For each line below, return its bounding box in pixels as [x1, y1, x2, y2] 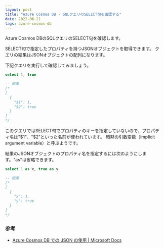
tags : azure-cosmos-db [5, 21, 52, 26]
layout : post [5, 7, 32, 12]
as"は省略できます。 [15, 157, 57, 162]
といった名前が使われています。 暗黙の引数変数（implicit [40, 134, 155, 140]
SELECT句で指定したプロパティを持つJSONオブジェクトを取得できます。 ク [5, 46, 160, 52]
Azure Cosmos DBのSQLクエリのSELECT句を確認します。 [5, 35, 123, 41]
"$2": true [14, 104, 37, 109]
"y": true [14, 198, 35, 203]
